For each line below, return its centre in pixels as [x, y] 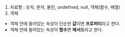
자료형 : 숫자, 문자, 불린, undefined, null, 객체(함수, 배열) [65, 7]
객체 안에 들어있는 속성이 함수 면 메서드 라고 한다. [56, 30]
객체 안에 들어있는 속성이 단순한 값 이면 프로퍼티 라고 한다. [65, 24]
